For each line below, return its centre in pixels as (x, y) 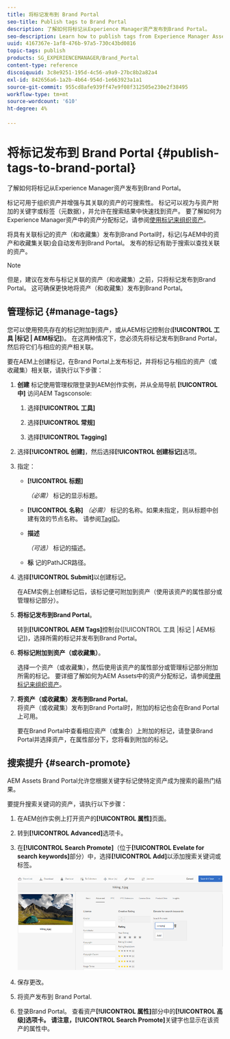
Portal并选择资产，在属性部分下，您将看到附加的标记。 (94, 739)
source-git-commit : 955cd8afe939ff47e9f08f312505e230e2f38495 (98, 87)
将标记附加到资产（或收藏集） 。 (61, 652)
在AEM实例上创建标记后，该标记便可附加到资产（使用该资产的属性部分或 (119, 592)
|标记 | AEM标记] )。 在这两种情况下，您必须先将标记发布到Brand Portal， (118, 338)
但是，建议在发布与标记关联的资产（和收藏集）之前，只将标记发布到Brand (112, 279)
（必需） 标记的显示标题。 (64, 495)
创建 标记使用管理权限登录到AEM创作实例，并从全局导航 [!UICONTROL (117, 384)
